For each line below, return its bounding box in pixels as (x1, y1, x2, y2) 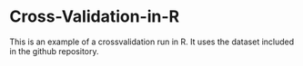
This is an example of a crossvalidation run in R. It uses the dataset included (9, 36, 295, 47)
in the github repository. (9, 45, 99, 56)
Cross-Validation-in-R (9, 6, 180, 27)
